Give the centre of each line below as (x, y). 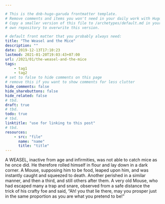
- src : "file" (28, 137)
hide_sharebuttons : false (31, 91)
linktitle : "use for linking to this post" (50, 123)
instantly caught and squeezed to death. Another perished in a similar (75, 176)
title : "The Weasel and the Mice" (41, 41)
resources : (16, 132)
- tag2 (21, 73)
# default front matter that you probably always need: (63, 37)
